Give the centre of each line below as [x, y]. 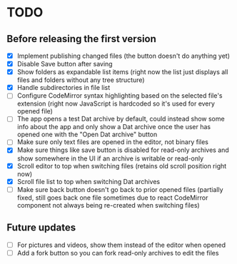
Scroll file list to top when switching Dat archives [89, 181]
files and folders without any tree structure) [81, 80]
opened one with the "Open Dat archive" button [87, 134]
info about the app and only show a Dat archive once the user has [114, 127]
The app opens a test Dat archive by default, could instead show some [121, 119]
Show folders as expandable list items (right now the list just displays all [122, 72]
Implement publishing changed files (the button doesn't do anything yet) [123, 56]
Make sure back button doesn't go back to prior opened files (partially [120, 189]
